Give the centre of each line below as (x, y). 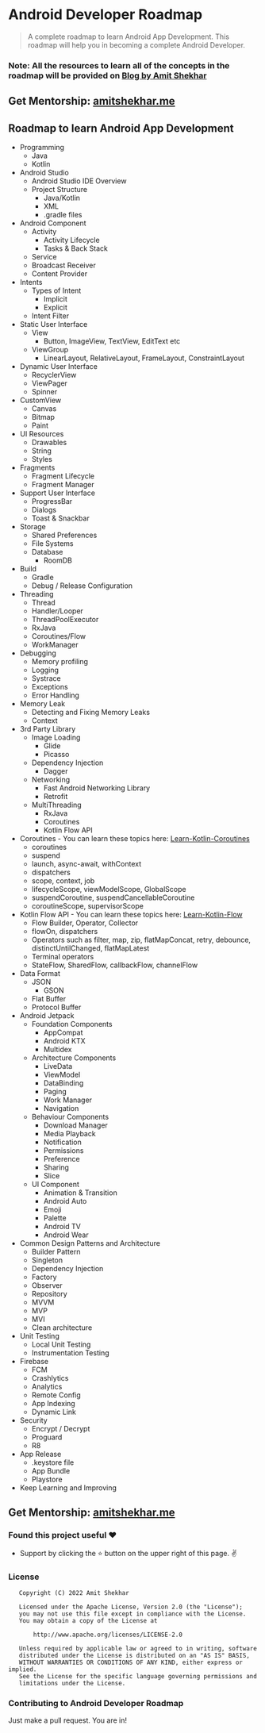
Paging (55, 1092)
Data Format (40, 974)
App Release (40, 1454)
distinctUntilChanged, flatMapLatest (90, 948)
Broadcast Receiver (64, 265)
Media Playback (70, 1134)
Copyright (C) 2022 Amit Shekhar (74, 1593)
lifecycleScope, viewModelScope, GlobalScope (109, 890)
